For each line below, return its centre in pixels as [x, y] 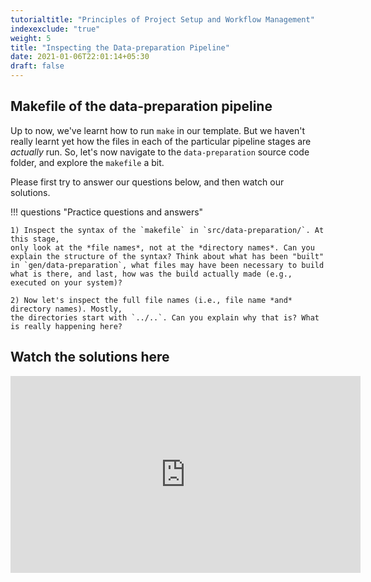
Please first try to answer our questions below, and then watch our [147, 182]
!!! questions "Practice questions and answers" [107, 212]
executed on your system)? [66, 282]
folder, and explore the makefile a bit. [87, 162]
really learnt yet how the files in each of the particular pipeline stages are [161, 141]
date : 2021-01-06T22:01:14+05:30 [80, 57]
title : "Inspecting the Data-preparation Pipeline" [120, 47]
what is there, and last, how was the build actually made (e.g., [151, 274]
